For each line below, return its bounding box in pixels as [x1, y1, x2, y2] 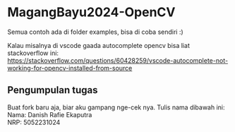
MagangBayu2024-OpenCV [7, 4, 176, 20]
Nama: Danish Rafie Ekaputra [7, 110, 92, 119]
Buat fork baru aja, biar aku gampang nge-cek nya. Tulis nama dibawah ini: [7, 103, 225, 112]
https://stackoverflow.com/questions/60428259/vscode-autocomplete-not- [7, 56, 228, 64]
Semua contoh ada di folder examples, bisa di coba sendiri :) [7, 28, 183, 36]
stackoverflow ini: [7, 49, 59, 57]
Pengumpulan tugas [7, 84, 98, 96]
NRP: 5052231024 [7, 118, 61, 126]
